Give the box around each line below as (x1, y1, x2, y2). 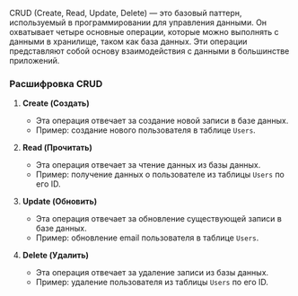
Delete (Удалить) (22, 250, 90, 261)
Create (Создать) (22, 98, 90, 109)
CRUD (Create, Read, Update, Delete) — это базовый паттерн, (9, 8, 242, 18)
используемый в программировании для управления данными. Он (9, 17, 267, 28)
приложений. (9, 56, 60, 65)
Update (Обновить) (22, 196, 97, 207)
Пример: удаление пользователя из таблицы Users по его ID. (35, 277, 269, 288)
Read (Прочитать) (22, 143, 92, 153)
